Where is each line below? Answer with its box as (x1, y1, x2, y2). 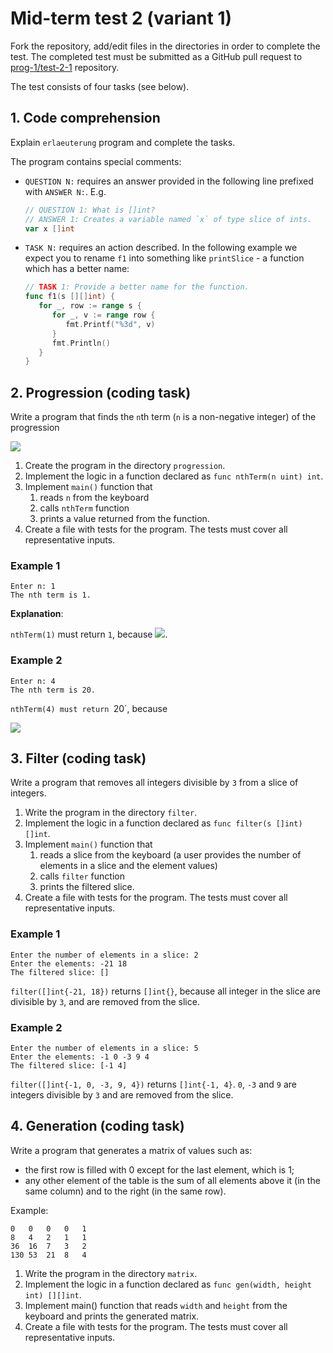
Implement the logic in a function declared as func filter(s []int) (24, 817, 303, 829)
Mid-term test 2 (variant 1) (10, 7, 233, 30)
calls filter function (39, 870, 125, 882)
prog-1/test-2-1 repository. (10, 61, 120, 73)
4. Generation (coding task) (10, 1118, 185, 1135)
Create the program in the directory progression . (24, 460, 226, 472)
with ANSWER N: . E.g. (24, 185, 107, 197)
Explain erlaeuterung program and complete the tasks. (10, 136, 236, 148)
